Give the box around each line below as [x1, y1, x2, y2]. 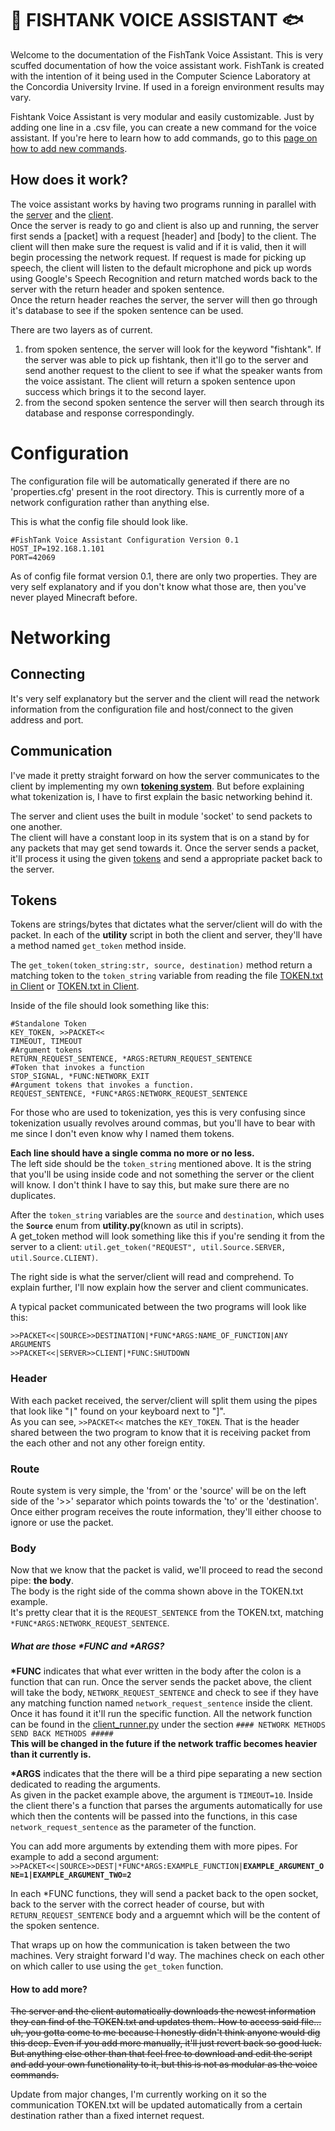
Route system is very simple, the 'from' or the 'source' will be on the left [10, 1484, 307, 1496]
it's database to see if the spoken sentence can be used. [10, 304, 244, 316]
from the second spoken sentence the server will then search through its [24, 396, 325, 408]
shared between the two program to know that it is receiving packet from [10, 1426, 312, 1438]
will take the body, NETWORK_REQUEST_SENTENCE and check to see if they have [10, 1687, 319, 1699]
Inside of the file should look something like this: [10, 1000, 210, 1012]
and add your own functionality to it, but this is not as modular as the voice [10, 2058, 318, 2071]
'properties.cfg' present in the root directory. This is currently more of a [10, 485, 305, 497]
